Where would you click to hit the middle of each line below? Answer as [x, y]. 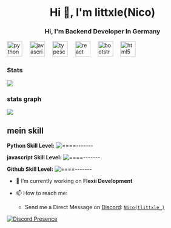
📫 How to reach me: [42, 193]
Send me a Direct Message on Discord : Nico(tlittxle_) [95, 207]
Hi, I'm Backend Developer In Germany [102, 32]
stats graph [24, 98]
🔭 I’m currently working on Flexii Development [74, 181]
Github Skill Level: [30, 169]
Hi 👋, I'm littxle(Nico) [102, 12]
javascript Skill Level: [34, 157]
